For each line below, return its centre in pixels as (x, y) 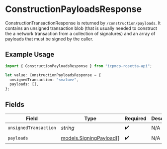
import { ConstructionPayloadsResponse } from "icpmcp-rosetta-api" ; (79, 66)
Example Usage (30, 55)
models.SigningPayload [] (90, 138)
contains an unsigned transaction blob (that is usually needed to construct (81, 28)
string (68, 128)
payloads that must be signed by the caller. (49, 39)
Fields (15, 104)
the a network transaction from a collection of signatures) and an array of (80, 33)
